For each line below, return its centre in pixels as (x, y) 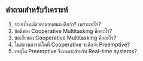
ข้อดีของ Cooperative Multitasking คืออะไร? (63, 31)
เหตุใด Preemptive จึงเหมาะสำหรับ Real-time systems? (75, 51)
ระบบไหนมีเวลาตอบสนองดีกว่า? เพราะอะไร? (57, 24)
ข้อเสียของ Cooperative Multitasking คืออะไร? (65, 38)
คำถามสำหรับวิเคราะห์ (37, 10)
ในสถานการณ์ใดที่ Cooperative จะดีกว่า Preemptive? (72, 44)
